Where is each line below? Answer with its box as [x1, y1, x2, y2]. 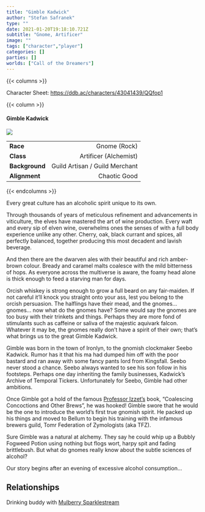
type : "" [6, 20, 29, 26]
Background [9, 162, 46, 170]
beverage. [6, 243, 32, 251]
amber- [170, 255, 189, 263]
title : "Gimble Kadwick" [6, 9, 70, 15]
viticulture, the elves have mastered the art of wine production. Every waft [6, 217, 193, 225]
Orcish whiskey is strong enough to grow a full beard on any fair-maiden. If [6, 287, 195, 294]
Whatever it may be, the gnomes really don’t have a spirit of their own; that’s [6, 326, 198, 333]
